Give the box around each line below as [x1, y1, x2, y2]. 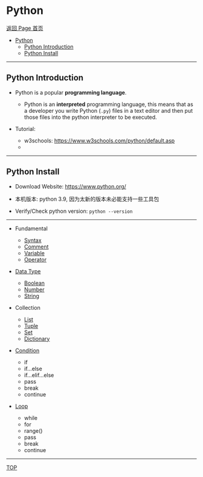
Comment [24, 243, 49, 250]
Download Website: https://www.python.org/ [14, 182, 127, 190]
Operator [24, 256, 47, 263]
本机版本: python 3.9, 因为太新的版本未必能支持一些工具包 [14, 195, 159, 202]
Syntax [24, 236, 42, 244]
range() [24, 427, 43, 434]
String [24, 292, 39, 299]
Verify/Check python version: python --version [14, 207, 133, 215]
